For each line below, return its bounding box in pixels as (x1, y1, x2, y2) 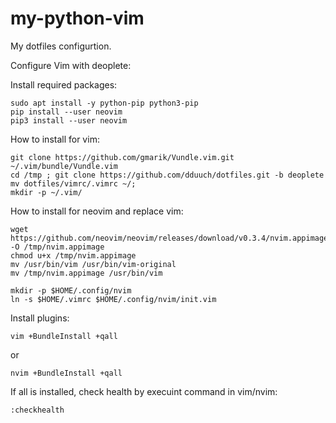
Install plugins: (10, 312, 70, 324)
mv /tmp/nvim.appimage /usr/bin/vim (10, 268, 163, 278)
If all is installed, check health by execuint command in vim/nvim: (10, 385, 278, 397)
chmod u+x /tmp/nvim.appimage (10, 250, 137, 261)
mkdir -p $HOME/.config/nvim (10, 285, 132, 296)
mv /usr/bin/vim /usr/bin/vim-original (10, 259, 177, 269)
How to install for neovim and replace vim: (10, 205, 184, 217)
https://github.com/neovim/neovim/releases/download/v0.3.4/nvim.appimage (10, 233, 329, 243)
